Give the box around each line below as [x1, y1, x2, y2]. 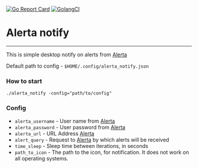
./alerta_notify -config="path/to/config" [6, 90, 112, 96]
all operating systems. [14, 154, 69, 162]
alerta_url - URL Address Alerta [14, 130, 94, 137]
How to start [6, 77, 42, 85]
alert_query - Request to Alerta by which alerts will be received [14, 136, 170, 143]
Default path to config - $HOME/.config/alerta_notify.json [6, 62, 149, 69]
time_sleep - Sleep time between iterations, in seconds [14, 142, 148, 149]
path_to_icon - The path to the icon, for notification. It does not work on [14, 149, 190, 156]
